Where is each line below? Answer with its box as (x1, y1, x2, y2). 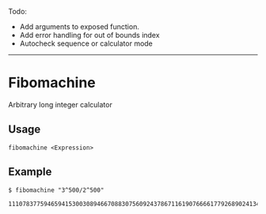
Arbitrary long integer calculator (8, 99, 112, 109)
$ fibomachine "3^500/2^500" (8, 186, 104, 194)
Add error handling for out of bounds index (19, 31, 160, 39)
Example (8, 165, 52, 178)
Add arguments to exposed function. (19, 22, 140, 31)
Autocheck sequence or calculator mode (19, 39, 153, 48)
